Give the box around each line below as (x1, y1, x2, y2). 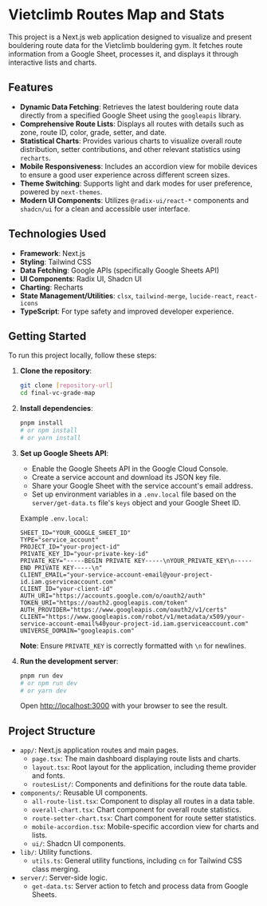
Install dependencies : (19, 404, 93, 413)
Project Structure (8, 724, 96, 737)
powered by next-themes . (19, 186, 103, 197)
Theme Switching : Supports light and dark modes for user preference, (19, 178, 253, 188)
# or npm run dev (19, 679, 78, 687)
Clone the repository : (19, 366, 92, 376)
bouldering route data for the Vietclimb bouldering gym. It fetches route (8, 40, 243, 50)
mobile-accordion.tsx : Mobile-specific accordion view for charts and (31, 822, 259, 832)
